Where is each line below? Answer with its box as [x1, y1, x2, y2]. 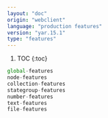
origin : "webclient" [7, 16, 66, 23]
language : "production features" [7, 23, 103, 29]
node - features [7, 74, 48, 81]
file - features [7, 106, 48, 113]
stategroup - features [7, 86, 66, 93]
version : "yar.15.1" [7, 29, 66, 36]
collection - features [7, 80, 66, 87]
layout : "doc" [7, 10, 48, 17]
